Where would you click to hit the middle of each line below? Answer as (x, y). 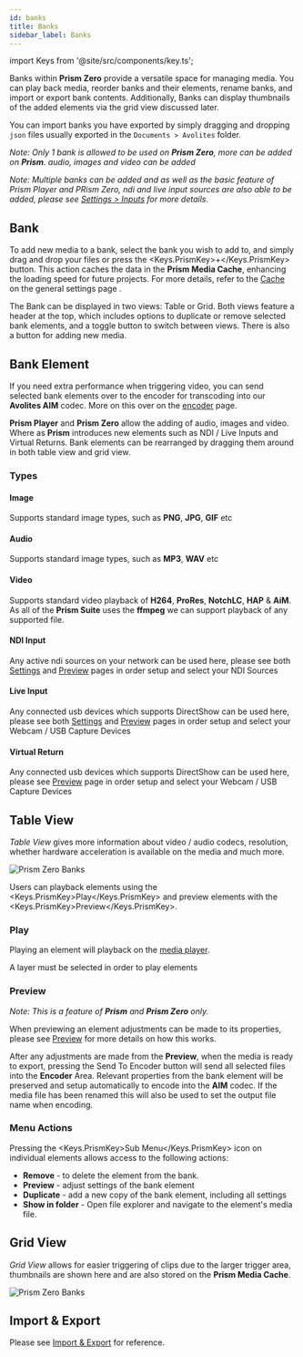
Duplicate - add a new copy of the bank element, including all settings (154, 1195)
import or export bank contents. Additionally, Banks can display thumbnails (150, 98)
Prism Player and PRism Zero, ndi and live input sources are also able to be (151, 190)
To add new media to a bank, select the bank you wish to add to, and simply (151, 250)
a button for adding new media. (68, 336)
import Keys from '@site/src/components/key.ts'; (101, 61)
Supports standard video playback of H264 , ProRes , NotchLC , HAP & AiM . (151, 600)
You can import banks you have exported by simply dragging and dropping (150, 125)
